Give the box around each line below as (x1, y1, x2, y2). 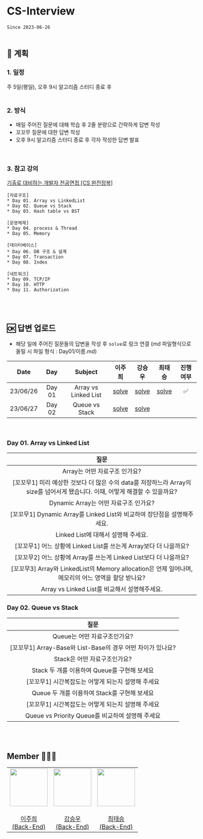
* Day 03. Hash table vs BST (7, 209, 80, 215)
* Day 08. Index (7, 259, 48, 265)
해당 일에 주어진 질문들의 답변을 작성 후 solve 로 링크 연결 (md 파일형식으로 (15, 340, 192, 348)
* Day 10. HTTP (7, 282, 45, 288)
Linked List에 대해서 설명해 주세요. (55, 531, 148, 539)
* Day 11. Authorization (7, 287, 69, 293)
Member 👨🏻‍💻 (7, 751, 57, 762)
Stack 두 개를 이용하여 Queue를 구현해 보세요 (31, 666, 154, 675)
